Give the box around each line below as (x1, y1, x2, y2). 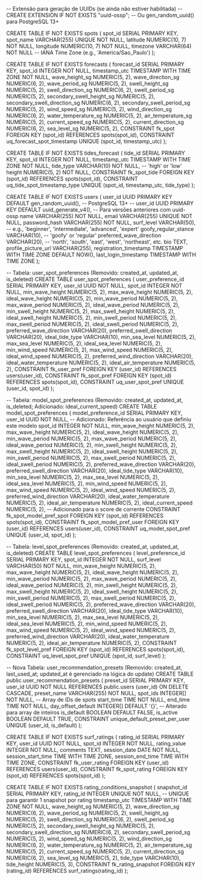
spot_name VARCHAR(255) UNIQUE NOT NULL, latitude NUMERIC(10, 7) (6, 36, 187, 43)
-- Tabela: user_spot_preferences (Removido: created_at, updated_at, (6, 269, 179, 276)
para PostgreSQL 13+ (6, 18, 59, 25)
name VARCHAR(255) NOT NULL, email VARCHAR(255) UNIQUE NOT (19, 213, 193, 219)
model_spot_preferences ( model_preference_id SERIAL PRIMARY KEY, (6, 409, 183, 416)
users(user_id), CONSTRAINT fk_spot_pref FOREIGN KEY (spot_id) (6, 372, 172, 379)
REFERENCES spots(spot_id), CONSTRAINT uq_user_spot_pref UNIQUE (6, 378, 184, 386)
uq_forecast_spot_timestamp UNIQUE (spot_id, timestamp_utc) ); (6, 138, 167, 144)
